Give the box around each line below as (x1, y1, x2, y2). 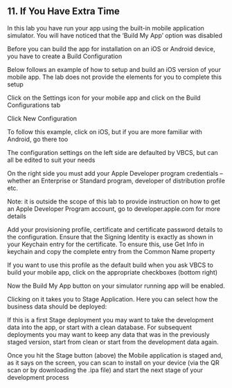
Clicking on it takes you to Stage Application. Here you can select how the (7, 295, 218, 303)
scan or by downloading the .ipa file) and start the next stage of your (7, 366, 203, 374)
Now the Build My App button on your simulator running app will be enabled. (7, 281, 225, 290)
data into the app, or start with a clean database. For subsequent (7, 323, 192, 331)
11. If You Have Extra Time (7, 6, 120, 17)
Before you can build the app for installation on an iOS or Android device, (7, 44, 216, 53)
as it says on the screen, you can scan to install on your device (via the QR (7, 358, 220, 367)
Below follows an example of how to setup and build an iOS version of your (7, 65, 222, 73)
